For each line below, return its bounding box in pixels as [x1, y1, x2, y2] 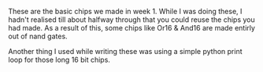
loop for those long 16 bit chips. [8, 55, 110, 64]
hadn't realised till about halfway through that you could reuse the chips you [8, 15, 256, 24]
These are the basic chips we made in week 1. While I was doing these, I [8, 7, 243, 16]
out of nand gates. [8, 31, 69, 41]
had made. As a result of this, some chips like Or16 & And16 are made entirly [8, 23, 256, 32]
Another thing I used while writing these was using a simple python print [8, 47, 243, 56]
